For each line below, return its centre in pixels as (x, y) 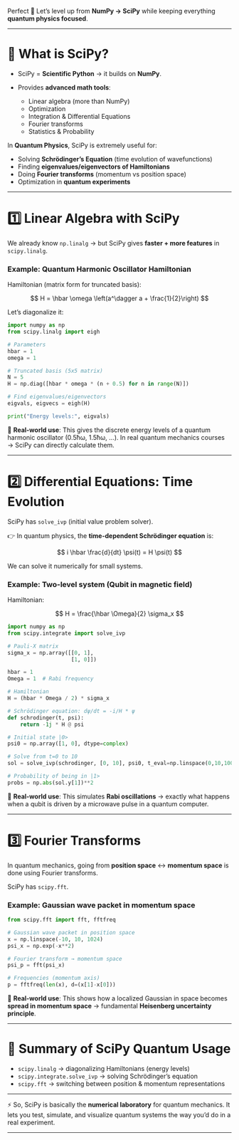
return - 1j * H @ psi (52, 724)
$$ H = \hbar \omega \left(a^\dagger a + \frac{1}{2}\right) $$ (119, 298)
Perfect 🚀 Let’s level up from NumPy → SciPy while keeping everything (111, 11)
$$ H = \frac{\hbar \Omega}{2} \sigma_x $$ (119, 614)
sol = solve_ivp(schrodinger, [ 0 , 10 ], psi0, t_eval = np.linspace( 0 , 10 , (116, 764)
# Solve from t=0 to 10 (43, 757)
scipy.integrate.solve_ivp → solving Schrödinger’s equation (107, 1076)
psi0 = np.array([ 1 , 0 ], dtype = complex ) (68, 744)
